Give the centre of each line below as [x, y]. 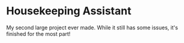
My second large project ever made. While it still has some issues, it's [92, 27]
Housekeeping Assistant [69, 11]
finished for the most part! [38, 33]
